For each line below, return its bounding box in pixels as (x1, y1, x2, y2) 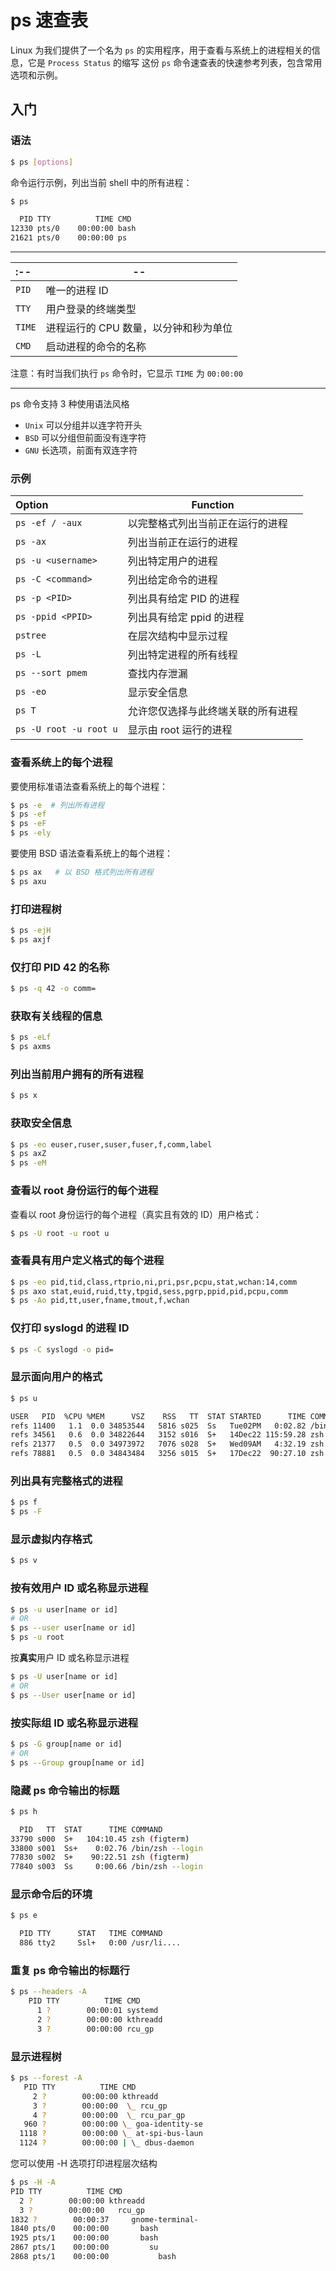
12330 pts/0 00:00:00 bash (10, 224, 137, 234)
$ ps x (10, 1091, 38, 1101)
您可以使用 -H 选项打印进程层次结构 (10, 2157, 158, 2170)
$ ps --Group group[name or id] (10, 1757, 145, 1768)
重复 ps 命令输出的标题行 (10, 1963, 130, 1977)
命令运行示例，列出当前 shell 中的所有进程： (10, 176, 193, 188)
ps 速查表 (10, 9, 88, 32)
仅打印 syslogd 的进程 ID (10, 1321, 130, 1335)
